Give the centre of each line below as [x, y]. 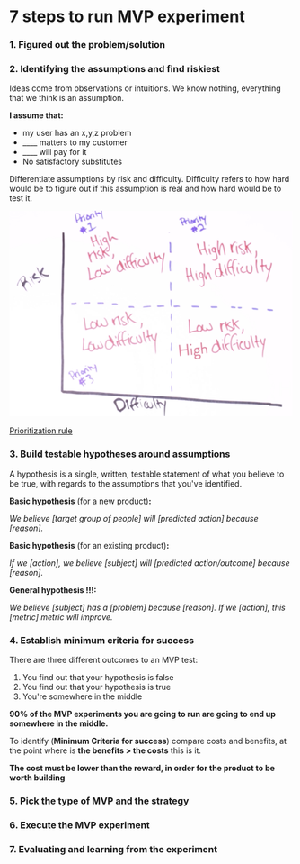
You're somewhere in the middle [82, 696]
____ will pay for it [54, 152]
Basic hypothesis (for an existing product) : [89, 545]
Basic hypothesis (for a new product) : [80, 501]
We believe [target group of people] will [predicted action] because [134, 518]
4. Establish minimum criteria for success [102, 640]
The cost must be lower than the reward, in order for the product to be [142, 768]
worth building [37, 778]
